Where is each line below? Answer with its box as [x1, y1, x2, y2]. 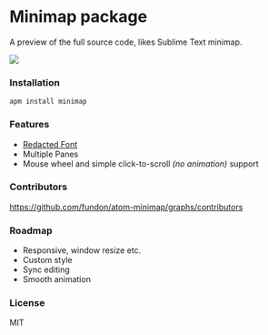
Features [9, 118, 50, 131]
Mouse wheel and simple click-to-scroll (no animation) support [22, 157, 259, 169]
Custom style [22, 255, 73, 266]
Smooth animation [22, 274, 91, 285]
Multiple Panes [22, 148, 79, 159]
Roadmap [9, 224, 53, 237]
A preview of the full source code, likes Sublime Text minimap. [9, 36, 243, 47]
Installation [9, 76, 61, 88]
